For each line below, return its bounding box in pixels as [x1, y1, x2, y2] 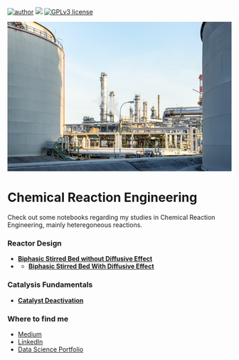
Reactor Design [7, 238, 62, 248]
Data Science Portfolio [17, 345, 84, 354]
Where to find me [7, 314, 69, 324]
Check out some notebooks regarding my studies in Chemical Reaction [7, 213, 216, 222]
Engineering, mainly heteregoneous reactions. [7, 221, 142, 229]
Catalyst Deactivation [17, 296, 84, 305]
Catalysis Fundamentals [7, 280, 93, 290]
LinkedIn [17, 338, 43, 346]
